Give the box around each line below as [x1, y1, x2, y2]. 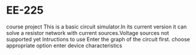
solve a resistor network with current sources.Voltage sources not [6, 29, 170, 36]
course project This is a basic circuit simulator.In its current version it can [6, 23, 187, 30]
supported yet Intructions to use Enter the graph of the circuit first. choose [6, 35, 191, 43]
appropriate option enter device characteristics [6, 42, 123, 49]
